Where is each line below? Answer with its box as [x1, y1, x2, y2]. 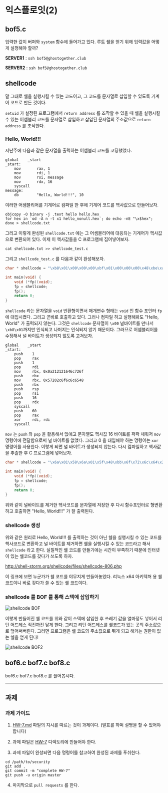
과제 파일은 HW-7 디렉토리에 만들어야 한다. [12, 739, 96, 745]
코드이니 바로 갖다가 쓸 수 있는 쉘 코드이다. [5, 580, 88, 586]
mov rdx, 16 [14, 179, 52, 184]
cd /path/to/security [5, 759, 50, 764]
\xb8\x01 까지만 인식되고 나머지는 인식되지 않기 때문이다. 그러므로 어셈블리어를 [5, 327, 158, 333]
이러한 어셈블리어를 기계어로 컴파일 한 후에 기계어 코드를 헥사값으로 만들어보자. [5, 202, 159, 208]
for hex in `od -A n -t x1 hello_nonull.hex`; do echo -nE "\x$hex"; [5, 216, 153, 221]
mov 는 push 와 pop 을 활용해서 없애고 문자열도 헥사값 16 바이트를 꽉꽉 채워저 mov [5, 431, 161, 437]
